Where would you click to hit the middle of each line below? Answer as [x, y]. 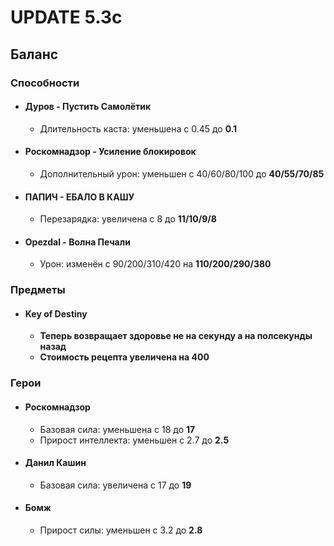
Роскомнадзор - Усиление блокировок [110, 152]
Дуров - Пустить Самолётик [88, 107]
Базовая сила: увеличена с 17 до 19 [115, 485]
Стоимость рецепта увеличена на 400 [124, 357]
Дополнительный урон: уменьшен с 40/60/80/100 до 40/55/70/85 [182, 173]
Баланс [34, 54]
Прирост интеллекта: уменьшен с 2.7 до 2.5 [134, 440]
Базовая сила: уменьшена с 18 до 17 [117, 429]
